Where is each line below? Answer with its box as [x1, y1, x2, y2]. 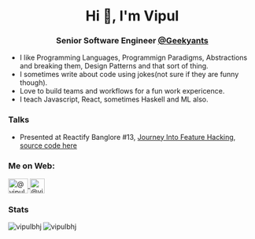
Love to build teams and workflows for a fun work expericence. [19, 86, 225, 96]
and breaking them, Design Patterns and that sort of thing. [19, 61, 209, 71]
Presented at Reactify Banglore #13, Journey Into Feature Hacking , [19, 132, 236, 142]
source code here [19, 141, 77, 150]
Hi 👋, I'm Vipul [85, 7, 179, 25]
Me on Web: [8, 160, 55, 171]
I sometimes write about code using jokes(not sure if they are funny [19, 70, 239, 79]
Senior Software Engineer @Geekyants [56, 35, 209, 46]
